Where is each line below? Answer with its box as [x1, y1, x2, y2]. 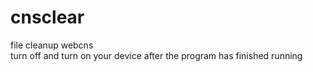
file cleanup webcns [10, 39, 94, 51]
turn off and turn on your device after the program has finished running [10, 49, 303, 61]
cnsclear [10, 6, 85, 29]
